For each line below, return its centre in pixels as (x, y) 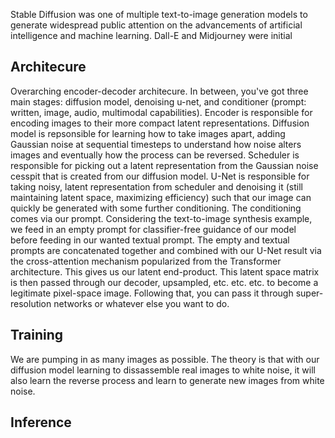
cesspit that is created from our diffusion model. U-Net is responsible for (160, 176)
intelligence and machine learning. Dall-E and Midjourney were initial (151, 35)
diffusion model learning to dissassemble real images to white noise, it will (163, 370)
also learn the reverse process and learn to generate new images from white (167, 380)
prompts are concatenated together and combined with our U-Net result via (166, 250)
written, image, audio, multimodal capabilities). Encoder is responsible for (161, 112)
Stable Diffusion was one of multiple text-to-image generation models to (159, 14)
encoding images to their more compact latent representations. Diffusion (160, 123)
